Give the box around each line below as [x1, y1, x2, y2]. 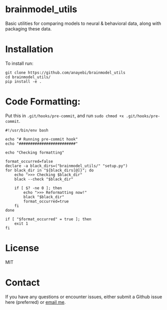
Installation [5, 44, 54, 55]
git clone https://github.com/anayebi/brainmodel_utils [5, 70, 126, 75]
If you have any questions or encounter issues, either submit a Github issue [5, 293, 162, 300]
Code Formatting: [5, 96, 81, 108]
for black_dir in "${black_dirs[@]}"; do [5, 167, 94, 173]
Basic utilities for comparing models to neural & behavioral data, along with [5, 20, 161, 26]
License [5, 243, 39, 254]
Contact [5, 277, 40, 288]
